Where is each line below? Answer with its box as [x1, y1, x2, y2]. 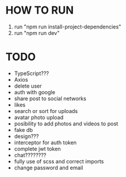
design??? [14, 133, 39, 140]
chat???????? [14, 152, 47, 159]
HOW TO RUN [5, 4, 74, 17]
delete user [14, 82, 42, 89]
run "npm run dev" [14, 29, 60, 36]
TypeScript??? [14, 69, 49, 77]
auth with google [14, 88, 56, 95]
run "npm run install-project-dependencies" [14, 23, 122, 30]
